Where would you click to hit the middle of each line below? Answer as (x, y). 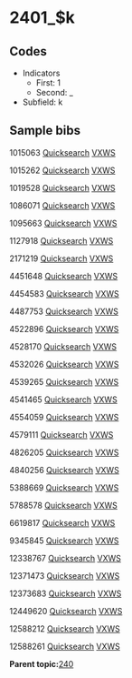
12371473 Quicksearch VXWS (65, 575)
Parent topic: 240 (42, 663)
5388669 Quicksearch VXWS (64, 487)
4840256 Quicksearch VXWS (64, 470)
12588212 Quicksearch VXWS (65, 628)
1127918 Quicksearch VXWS (61, 240)
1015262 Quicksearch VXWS (62, 170)
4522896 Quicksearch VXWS (64, 329)
